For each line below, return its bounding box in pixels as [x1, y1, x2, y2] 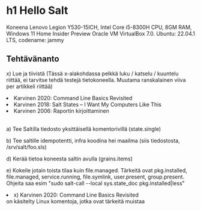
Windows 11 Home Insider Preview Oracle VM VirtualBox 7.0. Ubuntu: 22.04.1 [6, 30, 196, 37]
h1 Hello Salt [6, 4, 68, 17]
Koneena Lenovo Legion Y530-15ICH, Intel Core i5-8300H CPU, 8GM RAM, [6, 24, 192, 31]
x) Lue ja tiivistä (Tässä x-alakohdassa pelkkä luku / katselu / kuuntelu [6, 70, 179, 77]
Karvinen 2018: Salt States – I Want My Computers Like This [14, 101, 162, 108]
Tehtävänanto [6, 54, 59, 64]
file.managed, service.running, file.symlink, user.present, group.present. [6, 173, 185, 180]
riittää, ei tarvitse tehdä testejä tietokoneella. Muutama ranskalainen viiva [6, 76, 186, 83]
